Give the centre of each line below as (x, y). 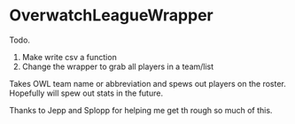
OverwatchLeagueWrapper (112, 15)
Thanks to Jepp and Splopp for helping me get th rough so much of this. (141, 110)
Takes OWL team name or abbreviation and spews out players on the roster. (147, 83)
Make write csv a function (69, 57)
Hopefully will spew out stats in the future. (86, 93)
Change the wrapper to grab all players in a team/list (118, 66)
